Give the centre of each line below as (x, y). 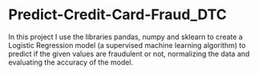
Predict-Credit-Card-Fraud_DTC (117, 15)
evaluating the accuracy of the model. (71, 62)
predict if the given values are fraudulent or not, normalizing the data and (129, 53)
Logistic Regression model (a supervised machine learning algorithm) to (127, 45)
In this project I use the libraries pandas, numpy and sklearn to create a (125, 37)
